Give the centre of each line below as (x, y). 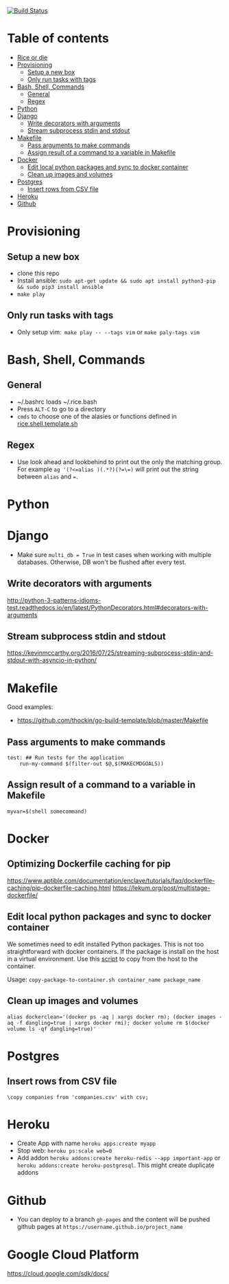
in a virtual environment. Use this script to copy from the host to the (103, 959)
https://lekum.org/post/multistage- (161, 888)
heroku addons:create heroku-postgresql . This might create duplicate (116, 1165)
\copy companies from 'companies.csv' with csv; (78, 1097)
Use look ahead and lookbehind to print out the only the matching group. (120, 461)
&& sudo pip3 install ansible (60, 287)
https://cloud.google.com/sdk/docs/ (58, 1274)
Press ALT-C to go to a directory (61, 409)
